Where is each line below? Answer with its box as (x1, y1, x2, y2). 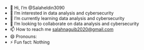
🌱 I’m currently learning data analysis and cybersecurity (9, 15, 125, 21)
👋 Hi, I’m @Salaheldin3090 (9, 5, 65, 10)
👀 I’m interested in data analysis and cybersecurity (9, 10, 114, 16)
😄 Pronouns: (9, 33, 37, 39)
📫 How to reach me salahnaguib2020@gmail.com (9, 26, 114, 32)
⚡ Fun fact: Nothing (9, 39, 50, 45)
